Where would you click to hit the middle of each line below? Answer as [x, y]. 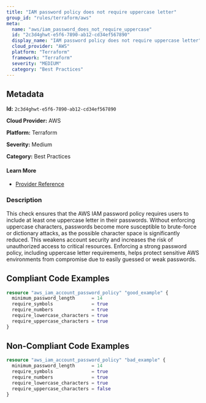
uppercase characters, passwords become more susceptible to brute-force [101, 226]
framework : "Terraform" [42, 58]
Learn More [21, 170]
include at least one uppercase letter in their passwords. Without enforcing [101, 220]
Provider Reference [40, 184]
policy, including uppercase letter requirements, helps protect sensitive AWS [103, 252]
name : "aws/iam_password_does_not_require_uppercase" [82, 29]
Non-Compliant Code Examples [68, 346]
